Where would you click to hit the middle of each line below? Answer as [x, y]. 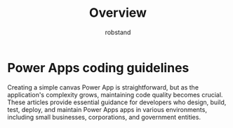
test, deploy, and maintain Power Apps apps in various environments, [107, 109]
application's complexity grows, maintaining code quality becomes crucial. [115, 94]
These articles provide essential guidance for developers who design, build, [117, 102]
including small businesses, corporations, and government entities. [104, 117]
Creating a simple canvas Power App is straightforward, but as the [103, 87]
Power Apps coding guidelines [98, 67]
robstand [118, 32]
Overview [118, 13]
